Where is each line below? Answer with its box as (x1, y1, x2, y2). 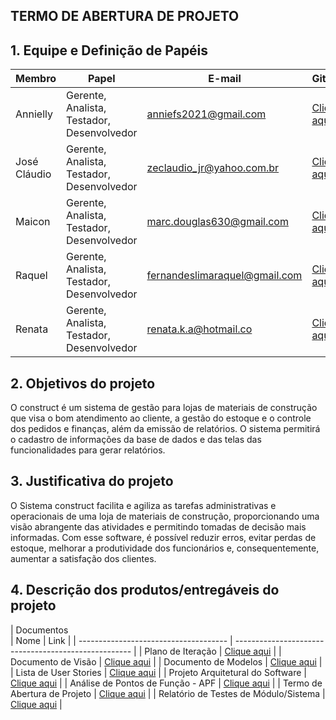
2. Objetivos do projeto (10, 375, 156, 392)
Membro (15, 72, 57, 86)
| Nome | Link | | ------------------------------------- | (10, 634, 233, 646)
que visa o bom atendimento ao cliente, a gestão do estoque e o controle (10, 412, 312, 424)
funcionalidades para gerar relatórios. (10, 444, 166, 456)
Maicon (15, 215, 51, 229)
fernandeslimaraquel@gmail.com (146, 269, 303, 283)
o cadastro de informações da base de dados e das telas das (10, 434, 262, 446)
